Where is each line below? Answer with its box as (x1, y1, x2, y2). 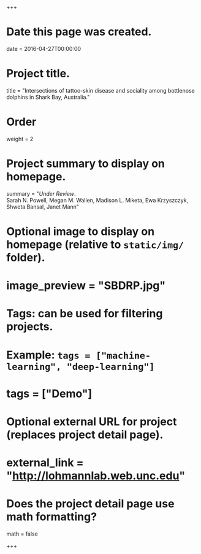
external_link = (6, 456, 84, 470)
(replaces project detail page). (6, 428, 164, 442)
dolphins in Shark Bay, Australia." (6, 93, 90, 101)
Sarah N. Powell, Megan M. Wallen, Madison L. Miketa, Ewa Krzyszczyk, (6, 196, 189, 204)
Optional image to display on (6, 225, 155, 238)
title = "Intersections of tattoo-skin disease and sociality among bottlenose (6, 87, 195, 94)
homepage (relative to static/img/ (6, 237, 184, 252)
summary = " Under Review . (6, 190, 76, 197)
